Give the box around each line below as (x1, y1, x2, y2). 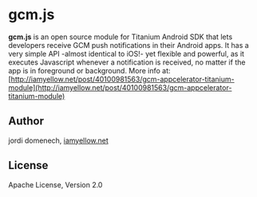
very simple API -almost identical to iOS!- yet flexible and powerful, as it (8, 49, 245, 58)
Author (8, 114, 44, 128)
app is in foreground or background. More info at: (8, 65, 171, 75)
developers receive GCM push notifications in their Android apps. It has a (8, 40, 249, 49)
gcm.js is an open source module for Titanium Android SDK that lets (8, 32, 233, 41)
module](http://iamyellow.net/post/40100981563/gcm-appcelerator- (8, 82, 232, 93)
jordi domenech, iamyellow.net (8, 136, 109, 145)
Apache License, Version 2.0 (8, 179, 103, 189)
